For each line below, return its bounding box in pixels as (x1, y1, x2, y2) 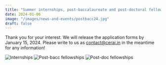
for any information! (5, 45, 45, 51)
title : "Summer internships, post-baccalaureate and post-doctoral (5, 7, 147, 12)
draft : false (5, 21, 32, 26)
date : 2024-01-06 (5, 12, 41, 17)
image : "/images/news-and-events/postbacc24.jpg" (5, 16, 110, 21)
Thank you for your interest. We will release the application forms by (5, 34, 144, 40)
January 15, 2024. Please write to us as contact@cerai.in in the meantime (5, 40, 155, 46)
